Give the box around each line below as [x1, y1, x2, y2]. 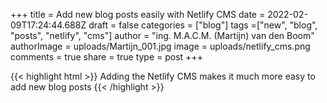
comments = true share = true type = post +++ [10, 51, 203, 63]
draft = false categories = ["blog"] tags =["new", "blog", [88, 19, 318, 31]
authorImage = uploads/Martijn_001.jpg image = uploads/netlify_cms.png [10, 40, 311, 52]
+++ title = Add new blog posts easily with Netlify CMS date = [10, 9, 266, 20]
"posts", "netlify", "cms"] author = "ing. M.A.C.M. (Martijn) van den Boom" [10, 30, 315, 41]
